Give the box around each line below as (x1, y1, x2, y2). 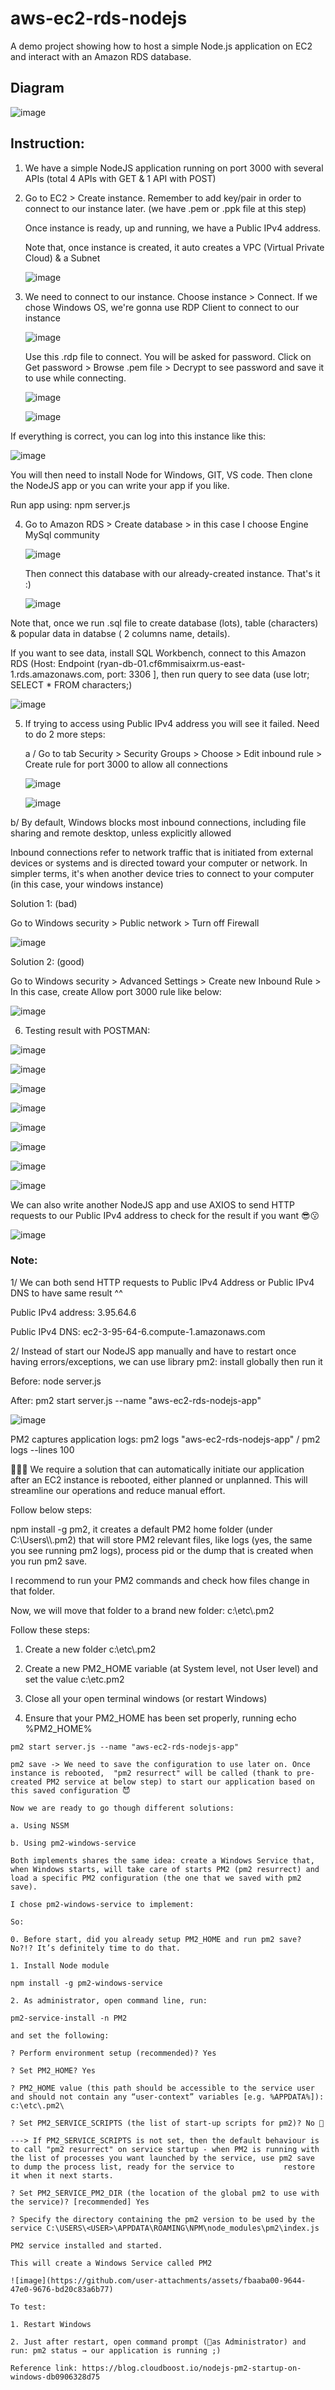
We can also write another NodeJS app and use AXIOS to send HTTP (10, 1198, 295, 1211)
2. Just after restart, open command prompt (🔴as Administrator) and (10, 2337, 307, 2347)
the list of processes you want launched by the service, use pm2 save (10, 2153, 315, 2163)
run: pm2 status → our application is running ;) (10, 2345, 222, 2356)
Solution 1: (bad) (10, 897, 78, 909)
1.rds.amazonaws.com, (10, 668, 105, 680)
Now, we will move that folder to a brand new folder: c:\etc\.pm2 (10, 1604, 275, 1616)
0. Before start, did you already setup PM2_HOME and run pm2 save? (10, 1934, 302, 1944)
